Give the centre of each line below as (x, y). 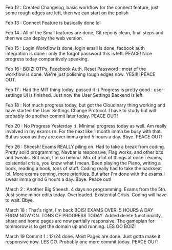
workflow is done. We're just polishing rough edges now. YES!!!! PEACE (80, 74)
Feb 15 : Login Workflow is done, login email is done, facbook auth (75, 48)
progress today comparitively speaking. (47, 59)
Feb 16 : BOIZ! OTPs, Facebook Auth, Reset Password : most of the (76, 69)
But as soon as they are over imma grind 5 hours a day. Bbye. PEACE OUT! (84, 137)
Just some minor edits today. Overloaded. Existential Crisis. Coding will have (86, 195)
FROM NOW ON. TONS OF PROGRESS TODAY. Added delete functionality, (84, 215)
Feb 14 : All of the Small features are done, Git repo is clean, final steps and (84, 33)
